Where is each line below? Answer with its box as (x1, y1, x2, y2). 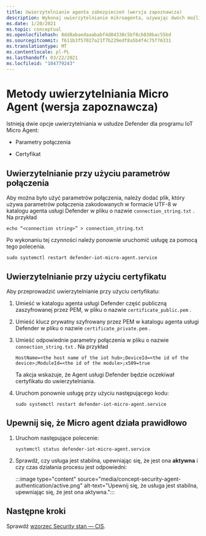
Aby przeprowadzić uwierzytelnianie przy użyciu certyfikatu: (6, 288, 160, 295)
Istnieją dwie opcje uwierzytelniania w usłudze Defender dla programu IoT (6, 120, 193, 128)
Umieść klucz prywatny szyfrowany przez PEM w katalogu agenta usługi (15, 318, 199, 325)
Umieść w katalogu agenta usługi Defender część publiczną (15, 300, 167, 307)
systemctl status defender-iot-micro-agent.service (15, 446, 150, 452)
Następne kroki (6, 506, 66, 516)
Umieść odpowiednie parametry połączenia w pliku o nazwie (15, 336, 169, 344)
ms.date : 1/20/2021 (6, 20, 56, 26)
